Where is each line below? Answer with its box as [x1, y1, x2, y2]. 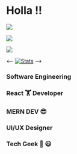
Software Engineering [6, 72, 72, 81]
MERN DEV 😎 [6, 107, 47, 115]
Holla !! [6, 4, 43, 17]
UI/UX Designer [6, 123, 53, 132]
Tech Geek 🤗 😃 [6, 140, 52, 148]
